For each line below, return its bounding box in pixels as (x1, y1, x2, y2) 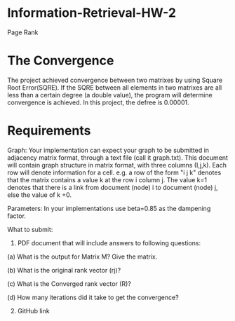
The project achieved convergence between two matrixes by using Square (7, 76, 223, 84)
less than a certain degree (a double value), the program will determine (7, 90, 213, 99)
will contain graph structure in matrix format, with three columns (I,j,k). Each (7, 160, 227, 169)
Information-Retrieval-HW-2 (7, 5, 177, 21)
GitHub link (17, 306, 51, 315)
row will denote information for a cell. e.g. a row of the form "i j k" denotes (7, 168, 222, 177)
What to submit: (7, 225, 53, 233)
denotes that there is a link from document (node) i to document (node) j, (7, 183, 218, 191)
